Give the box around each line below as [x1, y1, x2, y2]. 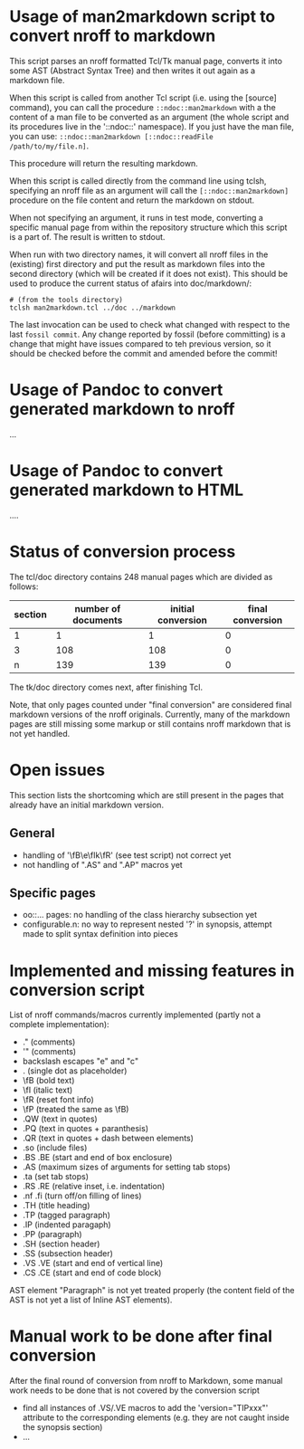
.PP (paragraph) [22, 1229, 83, 1240]
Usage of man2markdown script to [9, 6, 276, 27]
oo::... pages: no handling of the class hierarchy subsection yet [22, 910, 258, 920]
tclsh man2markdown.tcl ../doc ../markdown [9, 303, 176, 312]
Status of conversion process [9, 541, 236, 562]
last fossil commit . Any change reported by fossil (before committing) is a [9, 329, 286, 339]
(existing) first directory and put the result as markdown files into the [9, 258, 265, 269]
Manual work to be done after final [9, 1326, 273, 1347]
